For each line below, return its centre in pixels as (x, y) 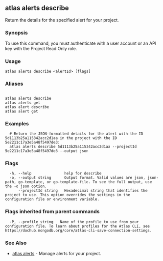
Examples (17, 123)
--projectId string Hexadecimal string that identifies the (83, 191)
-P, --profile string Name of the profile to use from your (74, 222)
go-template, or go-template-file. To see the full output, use (85, 182)
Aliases (14, 84)
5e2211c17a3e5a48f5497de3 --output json (47, 151)
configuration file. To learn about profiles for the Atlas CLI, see (78, 226)
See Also (16, 243)
